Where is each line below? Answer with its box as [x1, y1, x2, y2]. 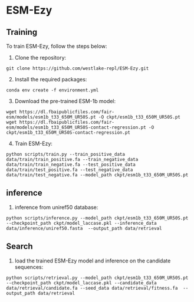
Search [6, 241, 34, 251]
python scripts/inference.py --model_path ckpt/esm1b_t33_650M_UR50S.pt [6, 215, 189, 221]
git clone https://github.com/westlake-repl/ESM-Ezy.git [6, 65, 149, 71]
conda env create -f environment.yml [6, 87, 99, 93]
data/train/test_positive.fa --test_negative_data [6, 167, 133, 173]
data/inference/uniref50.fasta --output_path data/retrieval [6, 225, 162, 231]
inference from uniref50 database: [14, 203, 98, 211]
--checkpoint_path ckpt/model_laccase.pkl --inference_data [6, 220, 157, 226]
